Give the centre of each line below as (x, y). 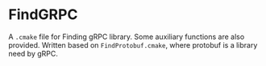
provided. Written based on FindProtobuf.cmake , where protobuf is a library (133, 45)
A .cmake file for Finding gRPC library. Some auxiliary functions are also (127, 37)
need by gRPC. (33, 53)
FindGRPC (43, 15)
